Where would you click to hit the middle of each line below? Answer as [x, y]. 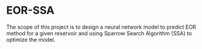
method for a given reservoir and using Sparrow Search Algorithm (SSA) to [99, 33]
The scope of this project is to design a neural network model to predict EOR [101, 27]
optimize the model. [31, 39]
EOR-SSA [30, 10]
